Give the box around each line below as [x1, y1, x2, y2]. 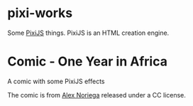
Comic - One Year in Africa [7, 53, 168, 70]
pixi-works [7, 5, 73, 21]
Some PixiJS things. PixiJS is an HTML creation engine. [7, 28, 170, 37]
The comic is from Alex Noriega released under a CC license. [7, 90, 186, 99]
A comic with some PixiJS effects [7, 77, 105, 85]
